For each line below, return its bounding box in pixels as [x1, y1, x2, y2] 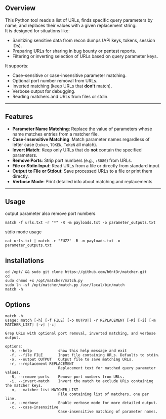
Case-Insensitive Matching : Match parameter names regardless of [12, 136, 150, 142]
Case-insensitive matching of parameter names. [58, 409, 158, 414]
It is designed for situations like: [5, 27, 70, 34]
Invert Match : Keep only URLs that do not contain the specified [12, 146, 142, 153]
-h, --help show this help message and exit [9, 349, 127, 353]
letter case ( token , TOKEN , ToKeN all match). [12, 141, 98, 147]
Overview [5, 4, 36, 12]
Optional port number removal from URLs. [12, 77, 98, 83]
